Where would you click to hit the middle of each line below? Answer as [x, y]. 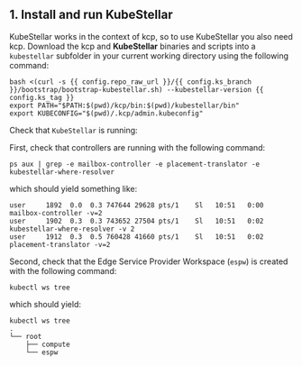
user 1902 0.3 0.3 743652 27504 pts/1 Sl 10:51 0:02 [137, 221]
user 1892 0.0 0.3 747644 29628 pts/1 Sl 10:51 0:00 [137, 205]
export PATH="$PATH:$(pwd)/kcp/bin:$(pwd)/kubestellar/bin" [125, 105]
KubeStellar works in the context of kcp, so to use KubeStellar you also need [151, 36]
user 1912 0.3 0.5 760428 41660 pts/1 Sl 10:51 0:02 [137, 237]
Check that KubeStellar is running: [73, 130]
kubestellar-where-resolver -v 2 [72, 229]
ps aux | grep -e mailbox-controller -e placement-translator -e [134, 164]
